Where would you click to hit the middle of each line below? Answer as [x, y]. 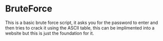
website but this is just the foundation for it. [50, 33]
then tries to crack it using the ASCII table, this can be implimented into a [80, 27]
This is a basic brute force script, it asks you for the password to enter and [82, 22]
